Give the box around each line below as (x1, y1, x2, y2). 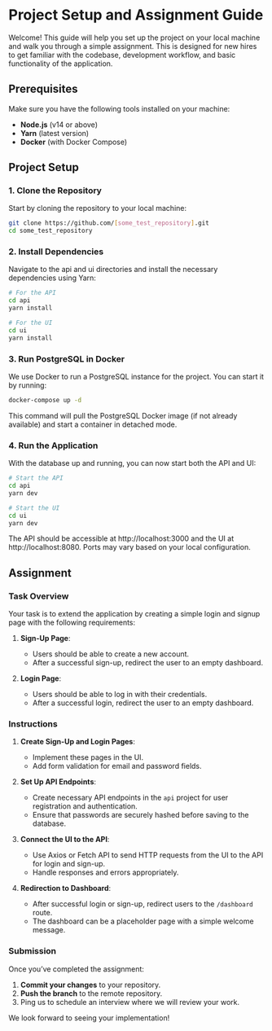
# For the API (8, 289, 57, 297)
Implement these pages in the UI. (32, 752, 144, 762)
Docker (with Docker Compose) (20, 137, 128, 147)
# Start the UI (8, 503, 60, 512)
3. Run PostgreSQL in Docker (8, 353, 125, 364)
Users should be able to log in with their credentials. (32, 690, 208, 700)
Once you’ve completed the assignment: (8, 963, 145, 974)
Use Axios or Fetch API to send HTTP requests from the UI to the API (32, 850, 264, 860)
